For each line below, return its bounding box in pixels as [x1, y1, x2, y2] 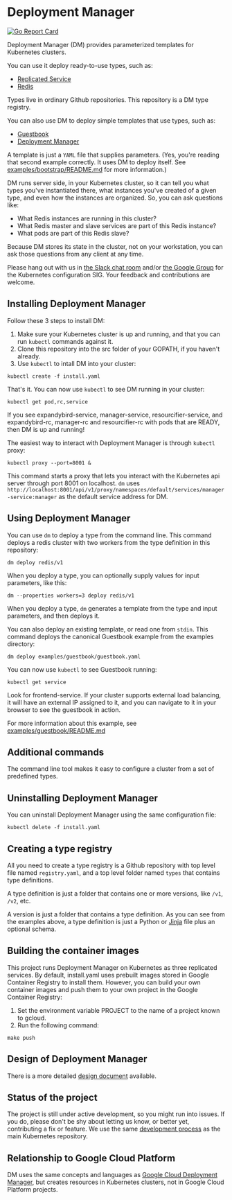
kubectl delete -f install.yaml [7, 824, 100, 831]
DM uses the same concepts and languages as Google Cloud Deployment [7, 1171, 218, 1179]
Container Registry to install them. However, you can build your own [7, 978, 201, 986]
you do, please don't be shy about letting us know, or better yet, [7, 1118, 190, 1126]
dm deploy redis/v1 [7, 559, 64, 566]
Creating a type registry [7, 843, 113, 855]
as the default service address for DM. [58, 492, 168, 501]
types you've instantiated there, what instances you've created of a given [7, 186, 217, 194]
